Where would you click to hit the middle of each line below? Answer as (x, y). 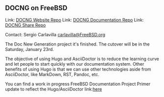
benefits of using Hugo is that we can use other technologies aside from (78, 69)
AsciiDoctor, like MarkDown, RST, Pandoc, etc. (52, 74)
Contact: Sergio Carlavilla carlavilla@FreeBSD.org (55, 34)
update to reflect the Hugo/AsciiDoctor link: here (54, 89)
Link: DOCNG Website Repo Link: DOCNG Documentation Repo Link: (74, 20)
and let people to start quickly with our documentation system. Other (75, 64)
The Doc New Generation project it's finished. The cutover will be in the (77, 44)
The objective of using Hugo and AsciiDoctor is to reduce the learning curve (82, 59)
